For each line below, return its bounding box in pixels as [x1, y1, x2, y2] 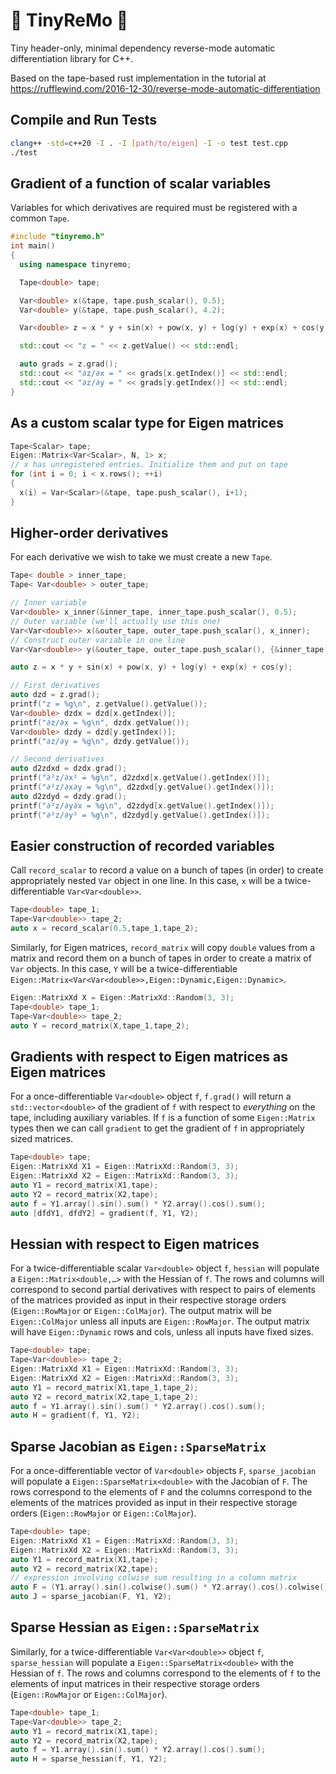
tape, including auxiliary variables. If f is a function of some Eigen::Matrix [10, 1112, 316, 1124]
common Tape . [10, 212, 70, 224]
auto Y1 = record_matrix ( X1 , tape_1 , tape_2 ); [10, 1382, 199, 1393]
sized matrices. [10, 1133, 74, 1145]
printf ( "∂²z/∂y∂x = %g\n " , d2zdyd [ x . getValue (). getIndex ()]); [10, 800, 275, 811]
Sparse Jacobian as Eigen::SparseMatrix [10, 1438, 267, 1455]
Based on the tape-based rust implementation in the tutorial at [10, 72, 267, 84]
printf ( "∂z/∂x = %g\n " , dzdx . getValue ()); [10, 717, 190, 728]
